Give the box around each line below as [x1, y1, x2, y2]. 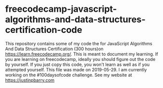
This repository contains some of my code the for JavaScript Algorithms [5, 40, 153, 46]
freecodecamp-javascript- [5, 3, 117, 15]
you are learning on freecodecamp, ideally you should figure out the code [5, 56, 156, 62]
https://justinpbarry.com [5, 77, 54, 83]
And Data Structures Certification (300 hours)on [5, 46, 104, 52]
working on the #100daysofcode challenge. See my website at [5, 72, 132, 78]
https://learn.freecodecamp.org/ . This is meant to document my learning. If [5, 51, 159, 57]
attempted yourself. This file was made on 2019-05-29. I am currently [5, 66, 147, 72]
